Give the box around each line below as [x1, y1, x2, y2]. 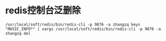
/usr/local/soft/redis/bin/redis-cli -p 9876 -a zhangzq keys [5, 22, 140, 27]
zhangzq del [5, 31, 31, 36]
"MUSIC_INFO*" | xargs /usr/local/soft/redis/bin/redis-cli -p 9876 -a [5, 26, 161, 31]
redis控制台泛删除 [5, 5, 81, 16]
